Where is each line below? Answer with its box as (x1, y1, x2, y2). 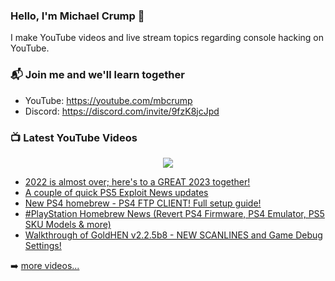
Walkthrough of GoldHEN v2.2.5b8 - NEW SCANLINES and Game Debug (24, 229, 323, 241)
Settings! (24, 239, 62, 251)
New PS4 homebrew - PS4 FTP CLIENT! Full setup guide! (24, 197, 262, 209)
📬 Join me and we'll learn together (10, 68, 185, 82)
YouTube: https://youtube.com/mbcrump (24, 94, 193, 106)
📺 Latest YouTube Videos (10, 130, 138, 144)
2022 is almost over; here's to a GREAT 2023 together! (24, 175, 251, 188)
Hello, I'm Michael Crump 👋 (10, 9, 145, 23)
